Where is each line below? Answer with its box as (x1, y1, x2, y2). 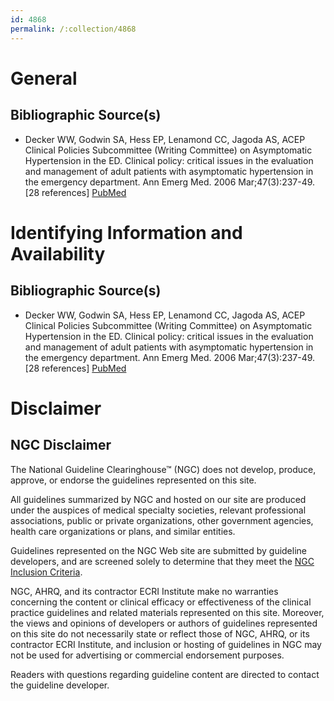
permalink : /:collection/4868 (10, 24, 137, 34)
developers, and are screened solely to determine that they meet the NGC (10, 555, 315, 567)
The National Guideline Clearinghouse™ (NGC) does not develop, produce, (10, 463, 317, 475)
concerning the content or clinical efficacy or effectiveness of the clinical (10, 596, 312, 608)
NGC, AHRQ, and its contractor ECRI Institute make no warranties (10, 585, 279, 597)
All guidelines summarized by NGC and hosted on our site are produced (10, 493, 307, 505)
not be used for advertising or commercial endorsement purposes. (10, 649, 285, 661)
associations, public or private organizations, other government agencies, (10, 514, 314, 526)
